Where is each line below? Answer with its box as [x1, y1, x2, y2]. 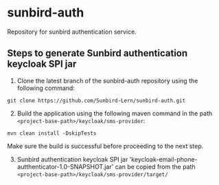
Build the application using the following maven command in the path [16, 109, 213, 118]
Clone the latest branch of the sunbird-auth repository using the [16, 76, 198, 85]
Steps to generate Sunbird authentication [7, 47, 188, 59]
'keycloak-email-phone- [129, 155, 198, 163]
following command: [16, 84, 76, 92]
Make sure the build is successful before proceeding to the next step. [7, 142, 204, 150]
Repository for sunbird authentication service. [7, 28, 137, 36]
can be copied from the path [115, 162, 196, 171]
